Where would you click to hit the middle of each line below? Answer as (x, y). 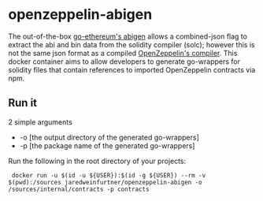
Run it (23, 103)
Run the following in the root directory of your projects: (97, 161)
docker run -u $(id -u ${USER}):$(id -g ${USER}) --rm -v (109, 175)
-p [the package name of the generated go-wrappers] (107, 145)
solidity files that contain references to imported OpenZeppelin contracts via (132, 69)
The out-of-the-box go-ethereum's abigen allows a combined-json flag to (128, 36)
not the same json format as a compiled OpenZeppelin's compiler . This (123, 53)
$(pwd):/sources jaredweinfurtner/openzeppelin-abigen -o (105, 182)
